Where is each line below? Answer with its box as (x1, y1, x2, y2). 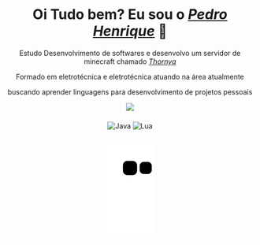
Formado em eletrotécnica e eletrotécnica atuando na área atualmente (16, 72, 244, 81)
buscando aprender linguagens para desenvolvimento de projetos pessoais (7, 87, 253, 96)
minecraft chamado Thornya (84, 57, 176, 66)
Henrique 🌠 (92, 22, 168, 40)
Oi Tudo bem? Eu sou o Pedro (32, 6, 228, 24)
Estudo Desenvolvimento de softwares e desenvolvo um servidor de (19, 48, 241, 58)
